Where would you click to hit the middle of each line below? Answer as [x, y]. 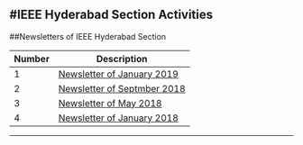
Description [122, 59]
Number [32, 59]
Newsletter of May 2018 [110, 103]
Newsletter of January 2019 [118, 74]
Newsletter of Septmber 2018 [122, 88]
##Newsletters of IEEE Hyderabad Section [88, 36]
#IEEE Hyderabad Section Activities [111, 15]
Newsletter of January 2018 [118, 118]
